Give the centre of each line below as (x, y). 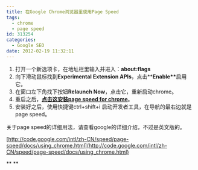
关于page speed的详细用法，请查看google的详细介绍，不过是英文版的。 (96, 127)
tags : (13, 17)
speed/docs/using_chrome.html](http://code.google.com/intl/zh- (87, 145)
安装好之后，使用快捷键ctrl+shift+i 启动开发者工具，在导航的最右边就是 (103, 107)
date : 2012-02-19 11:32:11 (40, 51)
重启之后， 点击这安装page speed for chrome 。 (74, 99)
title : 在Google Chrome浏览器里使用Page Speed (63, 12)
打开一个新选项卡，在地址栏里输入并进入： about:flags (83, 69)
